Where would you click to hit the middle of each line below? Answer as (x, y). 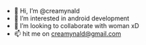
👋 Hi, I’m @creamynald (47, 11)
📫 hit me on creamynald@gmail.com (67, 34)
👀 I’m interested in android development (72, 18)
